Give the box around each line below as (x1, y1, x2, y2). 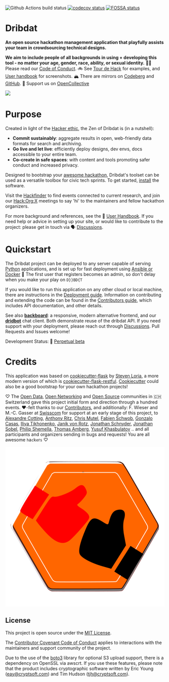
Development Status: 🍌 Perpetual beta (5, 338, 85, 344)
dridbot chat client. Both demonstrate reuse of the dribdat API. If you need (5, 317, 161, 324)
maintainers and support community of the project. (5, 645, 111, 651)
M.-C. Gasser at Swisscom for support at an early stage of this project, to (5, 410, 158, 416)
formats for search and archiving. (12, 140, 82, 146)
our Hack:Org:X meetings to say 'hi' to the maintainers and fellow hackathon (5, 197, 164, 204)
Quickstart (5, 244, 52, 255)
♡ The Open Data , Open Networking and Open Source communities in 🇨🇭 (5, 393, 162, 399)
